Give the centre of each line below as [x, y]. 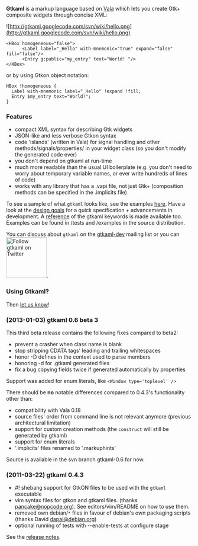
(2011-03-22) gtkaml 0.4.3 [45, 475]
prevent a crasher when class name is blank [68, 344]
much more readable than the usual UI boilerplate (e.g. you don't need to [103, 167]
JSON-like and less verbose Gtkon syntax [66, 136]
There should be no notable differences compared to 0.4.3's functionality [95, 392]
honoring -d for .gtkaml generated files [62, 363]
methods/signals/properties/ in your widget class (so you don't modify [100, 148]
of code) [25, 180]
